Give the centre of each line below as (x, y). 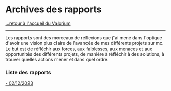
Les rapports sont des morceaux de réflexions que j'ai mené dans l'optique (84, 38)
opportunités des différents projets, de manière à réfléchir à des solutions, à (85, 54)
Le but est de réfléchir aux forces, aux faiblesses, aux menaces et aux (79, 49)
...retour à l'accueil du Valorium (38, 23)
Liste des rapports (28, 72)
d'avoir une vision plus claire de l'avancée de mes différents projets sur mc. (84, 43)
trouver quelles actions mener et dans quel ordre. (57, 59)
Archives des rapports (53, 9)
